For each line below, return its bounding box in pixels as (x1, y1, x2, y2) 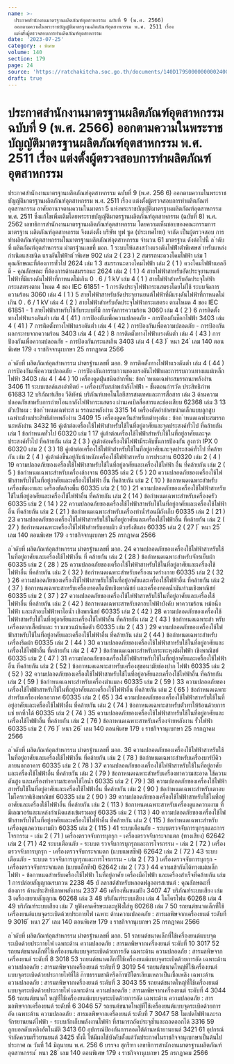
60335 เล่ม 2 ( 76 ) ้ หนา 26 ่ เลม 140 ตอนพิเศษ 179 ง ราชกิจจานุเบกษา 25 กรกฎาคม (8, 724, 215, 733)
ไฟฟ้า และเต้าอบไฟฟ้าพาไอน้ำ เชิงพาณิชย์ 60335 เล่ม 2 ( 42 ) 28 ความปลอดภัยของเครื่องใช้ (8, 607, 222, 615)
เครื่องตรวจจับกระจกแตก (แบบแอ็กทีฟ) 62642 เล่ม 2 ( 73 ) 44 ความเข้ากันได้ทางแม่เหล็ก (8, 863, 218, 872)
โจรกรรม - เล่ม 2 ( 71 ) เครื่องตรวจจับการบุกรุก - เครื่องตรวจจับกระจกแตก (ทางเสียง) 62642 (8, 831, 225, 840)
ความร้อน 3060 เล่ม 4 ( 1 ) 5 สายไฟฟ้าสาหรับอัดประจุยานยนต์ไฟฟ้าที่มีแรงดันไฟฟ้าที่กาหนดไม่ (8, 290, 225, 299)
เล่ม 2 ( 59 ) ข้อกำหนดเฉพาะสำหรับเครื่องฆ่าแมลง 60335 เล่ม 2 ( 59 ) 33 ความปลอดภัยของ (8, 678, 226, 686)
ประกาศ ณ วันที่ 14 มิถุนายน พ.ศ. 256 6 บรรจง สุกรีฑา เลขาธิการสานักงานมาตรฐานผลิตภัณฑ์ (8, 1041, 222, 1049)
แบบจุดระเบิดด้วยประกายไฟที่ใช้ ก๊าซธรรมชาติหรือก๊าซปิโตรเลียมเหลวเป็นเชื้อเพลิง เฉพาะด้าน (8, 970, 215, 979)
